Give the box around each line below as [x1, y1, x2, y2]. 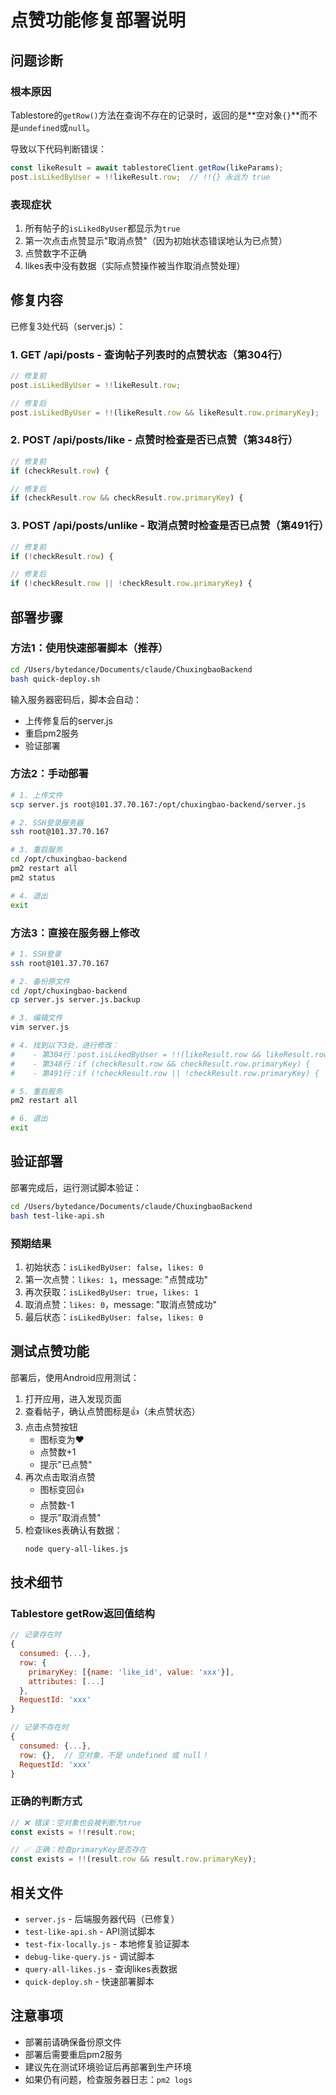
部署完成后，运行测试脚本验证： [10, 1181, 142, 1193]
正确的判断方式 [10, 1794, 83, 1808]
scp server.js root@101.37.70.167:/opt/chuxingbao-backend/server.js [10, 799, 307, 810]
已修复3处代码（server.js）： [10, 320, 126, 332]
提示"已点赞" [39, 1458, 93, 1470]
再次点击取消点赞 [24, 1471, 96, 1483]
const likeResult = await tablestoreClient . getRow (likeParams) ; [10, 162, 284, 173]
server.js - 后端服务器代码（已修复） [24, 1913, 180, 1925]
